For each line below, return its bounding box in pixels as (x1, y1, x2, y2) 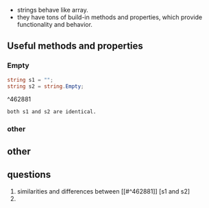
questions (7, 169, 51, 181)
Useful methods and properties (7, 41, 144, 52)
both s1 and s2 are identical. (7, 108, 97, 115)
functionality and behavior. (16, 21, 93, 28)
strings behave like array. (16, 6, 88, 14)
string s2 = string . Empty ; (7, 82, 84, 90)
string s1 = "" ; (7, 76, 53, 83)
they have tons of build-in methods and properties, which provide (16, 13, 203, 21)
